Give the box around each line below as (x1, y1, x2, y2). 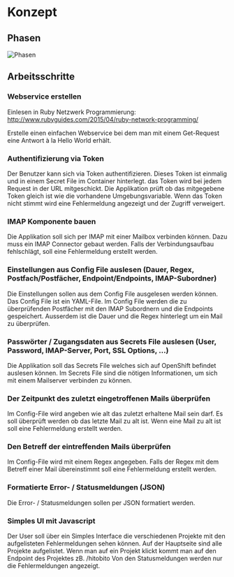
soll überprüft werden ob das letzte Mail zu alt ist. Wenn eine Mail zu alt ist (7, 417, 221, 425)
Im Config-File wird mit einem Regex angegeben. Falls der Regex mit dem (7, 457, 219, 466)
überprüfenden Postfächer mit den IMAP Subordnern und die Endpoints (7, 304, 214, 313)
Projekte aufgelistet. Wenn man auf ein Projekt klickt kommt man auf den (7, 547, 217, 555)
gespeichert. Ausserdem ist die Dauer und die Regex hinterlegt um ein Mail (7, 312, 223, 320)
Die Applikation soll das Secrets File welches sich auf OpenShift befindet (7, 361, 217, 369)
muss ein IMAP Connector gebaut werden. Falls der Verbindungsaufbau (7, 240, 214, 248)
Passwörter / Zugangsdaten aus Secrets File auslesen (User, (7, 336, 217, 346)
